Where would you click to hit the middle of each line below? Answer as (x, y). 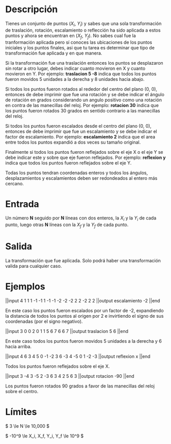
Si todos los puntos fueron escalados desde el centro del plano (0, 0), (78, 126)
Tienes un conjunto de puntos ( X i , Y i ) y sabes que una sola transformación (83, 24)
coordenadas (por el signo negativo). (44, 321)
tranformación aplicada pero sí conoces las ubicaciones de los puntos (79, 42)
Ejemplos (25, 287)
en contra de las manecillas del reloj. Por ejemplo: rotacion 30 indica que (82, 105)
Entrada (22, 204)
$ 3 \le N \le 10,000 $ (27, 426)
